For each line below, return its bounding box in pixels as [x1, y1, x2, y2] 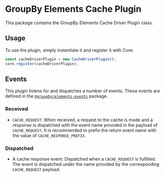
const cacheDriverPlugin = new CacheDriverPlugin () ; [5, 57, 116, 62]
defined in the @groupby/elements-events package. [5, 93, 108, 99]
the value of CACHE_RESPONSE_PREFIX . [12, 132, 86, 139]
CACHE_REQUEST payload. [12, 166, 60, 172]
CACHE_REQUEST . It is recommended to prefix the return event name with [12, 127, 157, 133]
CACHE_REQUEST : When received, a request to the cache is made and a [12, 117, 153, 123]
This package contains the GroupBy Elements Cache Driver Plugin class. [5, 20, 154, 26]
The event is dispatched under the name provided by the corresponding [12, 161, 160, 167]
